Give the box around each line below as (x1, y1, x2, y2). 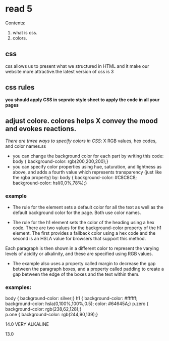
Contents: (5, 20, 26, 26)
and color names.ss (5, 143, 46, 149)
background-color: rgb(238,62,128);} (5, 306, 82, 312)
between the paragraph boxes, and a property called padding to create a (12, 266, 164, 272)
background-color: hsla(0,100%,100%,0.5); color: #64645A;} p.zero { (5, 301, 149, 307)
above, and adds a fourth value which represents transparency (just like (12, 169, 162, 175)
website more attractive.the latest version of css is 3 (5, 68, 114, 74)
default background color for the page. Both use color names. (12, 209, 141, 216)
